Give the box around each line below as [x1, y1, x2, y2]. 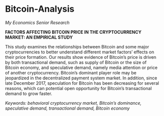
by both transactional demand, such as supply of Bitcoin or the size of [5, 59, 147, 65]
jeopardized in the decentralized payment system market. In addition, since [5, 75, 157, 81]
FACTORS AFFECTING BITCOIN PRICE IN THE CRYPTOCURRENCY [5, 29, 142, 35]
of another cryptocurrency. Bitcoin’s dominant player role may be [5, 70, 137, 75]
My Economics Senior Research [5, 20, 70, 25]
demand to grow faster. [5, 91, 53, 96]
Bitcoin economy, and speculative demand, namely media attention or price [5, 65, 158, 70]
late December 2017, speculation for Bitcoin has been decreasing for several [5, 80, 160, 86]
